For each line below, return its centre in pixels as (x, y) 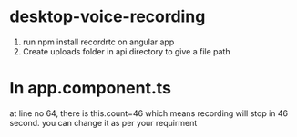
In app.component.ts (90, 88)
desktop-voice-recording (108, 17)
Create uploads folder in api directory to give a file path (126, 51)
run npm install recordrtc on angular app (98, 42)
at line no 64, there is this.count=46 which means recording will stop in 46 (149, 113)
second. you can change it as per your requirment (103, 122)
